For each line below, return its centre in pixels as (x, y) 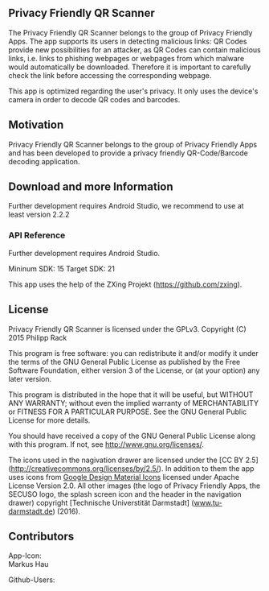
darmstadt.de (31, 511)
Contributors (41, 536)
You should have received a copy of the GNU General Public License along (132, 436)
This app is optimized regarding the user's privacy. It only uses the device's (133, 91)
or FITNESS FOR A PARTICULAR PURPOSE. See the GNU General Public (128, 411)
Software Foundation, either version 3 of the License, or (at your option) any (134, 370)
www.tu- (208, 502)
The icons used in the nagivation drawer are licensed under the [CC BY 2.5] (133, 460)
